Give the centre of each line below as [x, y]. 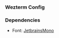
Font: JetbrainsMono [33, 31]
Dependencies [23, 20]
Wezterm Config [25, 7]
